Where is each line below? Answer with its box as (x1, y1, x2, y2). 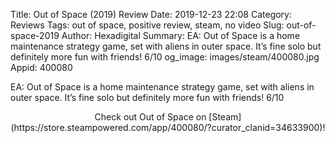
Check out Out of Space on (94, 111, 207, 123)
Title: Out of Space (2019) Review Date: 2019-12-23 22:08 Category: (10, 9, 293, 20)
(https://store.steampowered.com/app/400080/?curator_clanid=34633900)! (10, 122, 326, 133)
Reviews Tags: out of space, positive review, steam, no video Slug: (10, 19, 285, 31)
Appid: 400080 (10, 62, 73, 73)
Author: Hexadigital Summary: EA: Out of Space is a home (61, 30, 301, 41)
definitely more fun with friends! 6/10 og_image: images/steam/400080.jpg (10, 51, 320, 63)
